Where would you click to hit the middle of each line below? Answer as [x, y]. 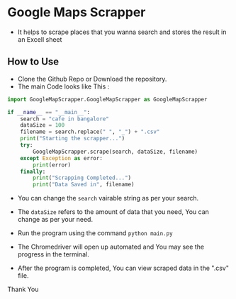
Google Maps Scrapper [77, 12]
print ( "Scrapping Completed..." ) [82, 178]
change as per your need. [55, 220]
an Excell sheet [40, 39]
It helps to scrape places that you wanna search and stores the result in [122, 32]
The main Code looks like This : [63, 86]
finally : [33, 171]
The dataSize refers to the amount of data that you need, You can [113, 212]
